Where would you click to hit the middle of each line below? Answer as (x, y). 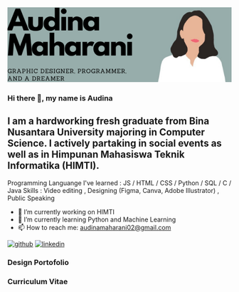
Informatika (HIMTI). (53, 166)
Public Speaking (31, 198)
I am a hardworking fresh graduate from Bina (108, 121)
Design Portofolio (38, 262)
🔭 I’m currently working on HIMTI (66, 212)
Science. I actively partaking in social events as (115, 144)
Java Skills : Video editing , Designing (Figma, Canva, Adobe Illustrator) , (113, 190)
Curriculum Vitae (38, 281)
